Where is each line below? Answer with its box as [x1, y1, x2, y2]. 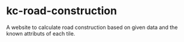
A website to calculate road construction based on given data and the [6, 24, 178, 31]
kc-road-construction [6, 4, 117, 18]
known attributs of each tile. [6, 30, 76, 37]
